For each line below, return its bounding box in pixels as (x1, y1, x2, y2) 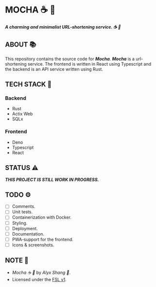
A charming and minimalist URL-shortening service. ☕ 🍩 (5, 24, 121, 30)
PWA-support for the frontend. (12, 236, 74, 242)
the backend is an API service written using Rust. (5, 66, 104, 72)
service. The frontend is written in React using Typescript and (27, 61, 152, 67)
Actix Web (12, 111, 33, 117)
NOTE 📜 (5, 256, 29, 265)
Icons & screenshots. (12, 242, 54, 248)
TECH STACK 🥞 (5, 80, 52, 88)
